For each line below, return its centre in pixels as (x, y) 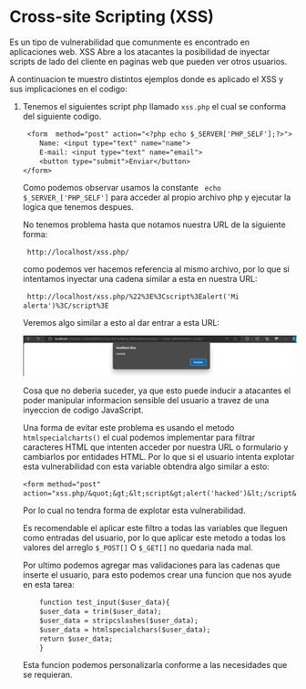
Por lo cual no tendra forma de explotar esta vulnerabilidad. (134, 511)
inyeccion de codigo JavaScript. (83, 410)
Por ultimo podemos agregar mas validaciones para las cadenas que (151, 565)
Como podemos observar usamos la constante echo (122, 187)
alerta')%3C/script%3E (66, 306)
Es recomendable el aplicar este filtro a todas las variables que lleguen (155, 528)
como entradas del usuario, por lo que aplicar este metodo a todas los (154, 538)
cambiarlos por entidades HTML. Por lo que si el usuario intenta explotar (158, 457)
